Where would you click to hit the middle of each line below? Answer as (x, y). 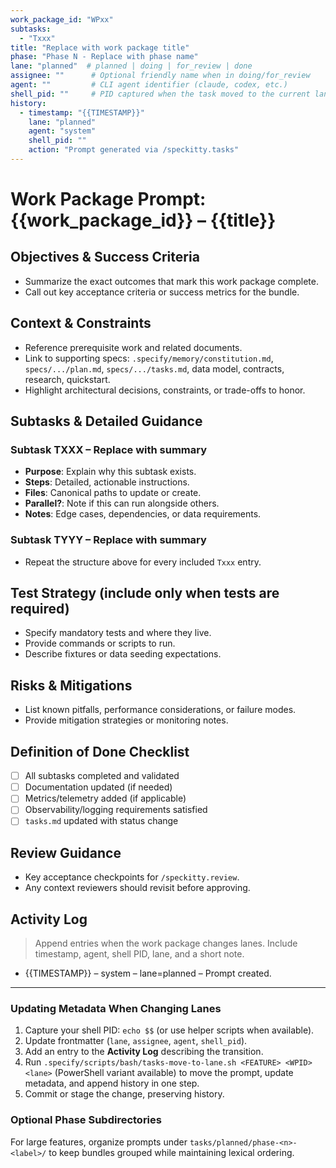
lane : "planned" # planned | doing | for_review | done (131, 66)
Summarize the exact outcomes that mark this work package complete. (171, 281)
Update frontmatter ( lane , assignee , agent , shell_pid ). (136, 1041)
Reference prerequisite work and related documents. (133, 347)
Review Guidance (66, 852)
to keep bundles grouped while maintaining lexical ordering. (171, 1152)
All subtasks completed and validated (102, 776)
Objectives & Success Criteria (105, 257)
